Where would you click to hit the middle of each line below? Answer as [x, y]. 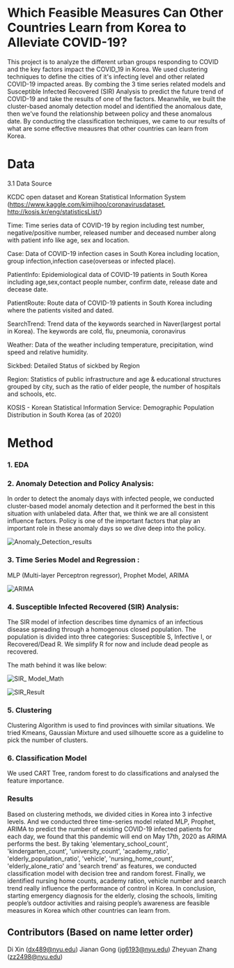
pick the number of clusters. [48, 740]
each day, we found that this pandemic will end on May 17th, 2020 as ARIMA [117, 836]
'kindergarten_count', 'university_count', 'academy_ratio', [88, 851]
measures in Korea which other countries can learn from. [89, 910]
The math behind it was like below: [57, 665]
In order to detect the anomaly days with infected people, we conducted [111, 499]
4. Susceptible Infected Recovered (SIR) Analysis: [93, 607]
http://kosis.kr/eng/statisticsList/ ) [55, 211]
